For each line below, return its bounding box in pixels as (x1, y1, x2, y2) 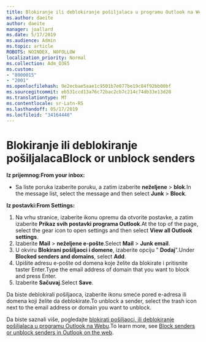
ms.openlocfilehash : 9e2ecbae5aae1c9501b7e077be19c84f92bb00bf (6, 84, 172, 90)
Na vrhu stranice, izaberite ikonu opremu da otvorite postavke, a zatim (15, 214, 193, 221)
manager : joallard (6, 26, 53, 33)
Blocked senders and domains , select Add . (15, 253, 126, 260)
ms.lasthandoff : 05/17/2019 (6, 106, 78, 112)
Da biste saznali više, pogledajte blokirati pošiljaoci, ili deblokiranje (6, 316, 175, 323)
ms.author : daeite (6, 15, 53, 21)
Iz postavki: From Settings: (6, 202, 75, 209)
